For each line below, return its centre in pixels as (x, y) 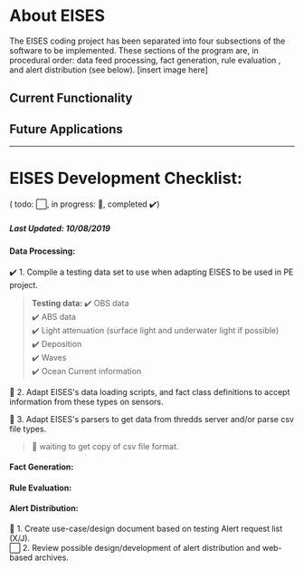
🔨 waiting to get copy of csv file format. (105, 446)
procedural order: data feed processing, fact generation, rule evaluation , (145, 60)
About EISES (57, 16)
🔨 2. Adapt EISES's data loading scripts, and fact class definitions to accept (150, 391)
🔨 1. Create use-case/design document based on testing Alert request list (146, 529)
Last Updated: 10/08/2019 (60, 228)
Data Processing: (43, 251)
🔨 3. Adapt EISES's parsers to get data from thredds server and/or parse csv (152, 419)
